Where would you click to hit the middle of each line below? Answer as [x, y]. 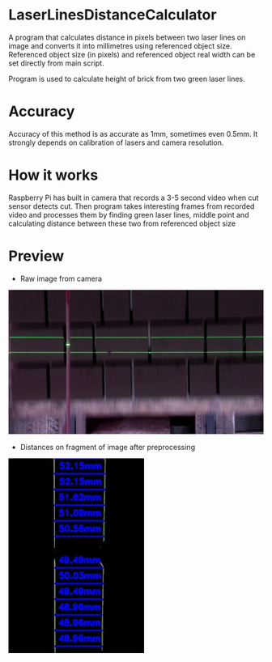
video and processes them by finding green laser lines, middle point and [129, 214]
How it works [53, 175]
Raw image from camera [61, 278]
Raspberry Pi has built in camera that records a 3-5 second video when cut [134, 197]
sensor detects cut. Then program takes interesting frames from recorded [132, 206]
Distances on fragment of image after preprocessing [108, 448]
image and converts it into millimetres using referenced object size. [120, 45]
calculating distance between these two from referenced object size [122, 223]
